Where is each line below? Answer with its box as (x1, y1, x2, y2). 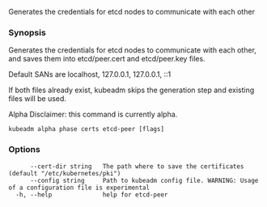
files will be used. (8, 94, 67, 103)
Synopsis (8, 27, 46, 38)
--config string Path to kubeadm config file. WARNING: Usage (29, 176, 259, 184)
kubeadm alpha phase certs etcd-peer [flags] (8, 125, 164, 133)
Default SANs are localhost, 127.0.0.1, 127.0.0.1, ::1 (8, 70, 172, 79)
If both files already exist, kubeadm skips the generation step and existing (8, 85, 255, 95)
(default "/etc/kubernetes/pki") (8, 169, 121, 177)
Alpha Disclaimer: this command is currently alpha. (8, 109, 178, 120)
